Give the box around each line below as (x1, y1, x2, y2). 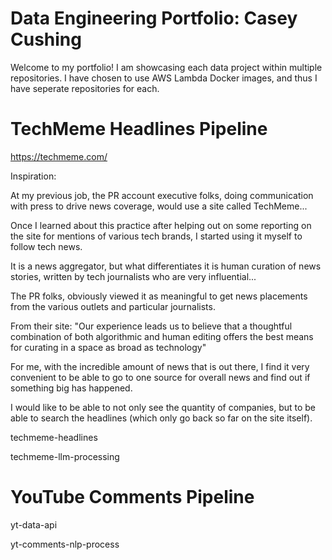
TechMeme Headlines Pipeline (10, 118, 268, 141)
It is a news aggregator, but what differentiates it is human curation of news (10, 260, 322, 272)
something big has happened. (10, 382, 133, 394)
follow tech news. (10, 240, 83, 252)
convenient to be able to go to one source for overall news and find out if (10, 371, 311, 383)
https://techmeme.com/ (10, 150, 108, 162)
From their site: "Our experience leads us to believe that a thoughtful (10, 320, 293, 332)
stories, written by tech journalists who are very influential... (10, 270, 257, 282)
